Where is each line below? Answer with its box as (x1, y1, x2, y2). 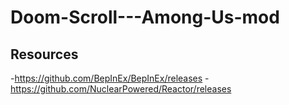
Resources (10, 46, 79, 63)
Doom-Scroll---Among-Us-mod (10, 6, 280, 29)
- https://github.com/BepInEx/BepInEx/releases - (10, 72, 210, 84)
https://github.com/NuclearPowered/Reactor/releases (10, 83, 232, 95)
